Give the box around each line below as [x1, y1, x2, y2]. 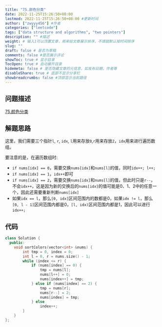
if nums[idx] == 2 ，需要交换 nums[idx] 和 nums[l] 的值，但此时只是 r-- [12, 177, 151, 183]
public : [9, 240, 25, 245]
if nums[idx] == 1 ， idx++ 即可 [12, 171, 74, 177]
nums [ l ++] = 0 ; [40, 272, 71, 277]
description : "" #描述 [5, 35, 50, 40]
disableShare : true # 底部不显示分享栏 [5, 71, 81, 76]
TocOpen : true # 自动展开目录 [5, 62, 62, 66]
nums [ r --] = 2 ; [40, 290, 71, 295]
